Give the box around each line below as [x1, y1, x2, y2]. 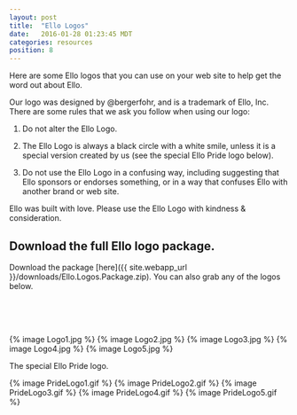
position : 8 [9, 46, 53, 55]
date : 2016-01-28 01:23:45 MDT [9, 29, 133, 38]
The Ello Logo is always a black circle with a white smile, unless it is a [21, 141, 277, 152]
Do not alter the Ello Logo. [21, 123, 118, 134]
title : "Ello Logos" [9, 21, 90, 30]
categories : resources [9, 37, 93, 47]
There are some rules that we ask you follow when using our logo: [9, 106, 250, 117]
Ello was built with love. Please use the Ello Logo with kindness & [9, 203, 246, 214]
